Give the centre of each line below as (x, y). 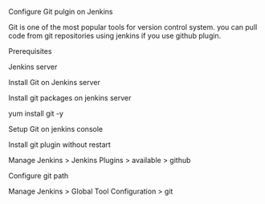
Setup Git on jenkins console (55, 129)
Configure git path (39, 175)
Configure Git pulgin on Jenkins (61, 12)
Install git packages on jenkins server (70, 98)
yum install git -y (36, 113)
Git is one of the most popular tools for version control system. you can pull (133, 27)
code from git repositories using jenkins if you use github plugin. (115, 36)
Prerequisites (30, 51)
